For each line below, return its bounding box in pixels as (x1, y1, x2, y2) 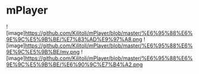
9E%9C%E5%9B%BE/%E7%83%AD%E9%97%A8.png (6, 36, 142, 43)
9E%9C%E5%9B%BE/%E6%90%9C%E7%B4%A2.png (6, 60, 143, 68)
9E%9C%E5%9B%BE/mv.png (6, 48, 80, 55)
